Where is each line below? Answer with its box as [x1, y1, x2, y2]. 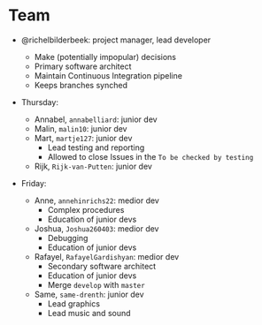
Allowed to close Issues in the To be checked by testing [47, 151, 254, 162]
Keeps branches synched [34, 79, 127, 90]
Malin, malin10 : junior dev [34, 123, 127, 133]
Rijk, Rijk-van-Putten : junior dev [34, 161, 152, 171]
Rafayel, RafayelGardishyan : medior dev [34, 251, 180, 261]
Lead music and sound [47, 307, 131, 318]
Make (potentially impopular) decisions [34, 51, 177, 62]
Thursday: [20, 96, 59, 107]
